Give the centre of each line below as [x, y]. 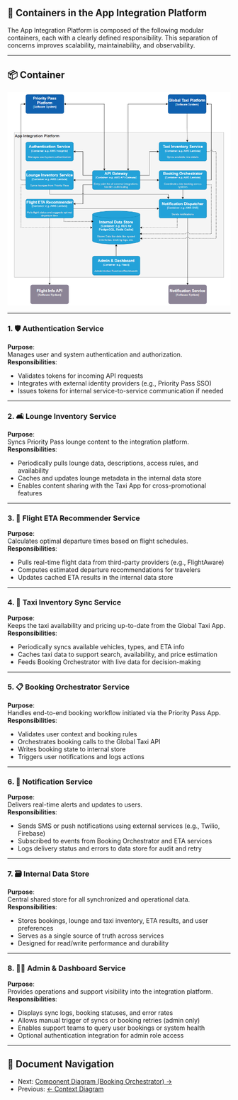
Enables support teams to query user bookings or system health [111, 1028]
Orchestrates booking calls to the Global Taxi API [89, 741]
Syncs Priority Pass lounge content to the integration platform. [98, 442]
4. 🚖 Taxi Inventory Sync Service [64, 602]
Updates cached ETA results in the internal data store [95, 578]
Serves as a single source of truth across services [91, 936]
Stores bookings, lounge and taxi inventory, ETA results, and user [113, 921]
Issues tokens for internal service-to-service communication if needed [121, 391]
